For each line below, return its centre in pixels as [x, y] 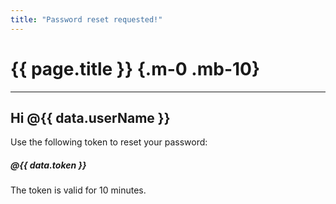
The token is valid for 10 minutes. [78, 190]
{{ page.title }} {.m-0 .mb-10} [135, 68]
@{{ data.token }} [48, 165]
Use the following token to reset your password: [109, 142]
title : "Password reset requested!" [86, 19]
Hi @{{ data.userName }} [90, 117]
